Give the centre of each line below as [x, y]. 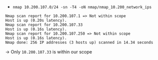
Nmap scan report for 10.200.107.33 [44, 25]
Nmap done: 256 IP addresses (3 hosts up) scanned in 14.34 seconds [79, 42]
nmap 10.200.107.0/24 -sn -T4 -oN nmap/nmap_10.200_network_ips [82, 7]
